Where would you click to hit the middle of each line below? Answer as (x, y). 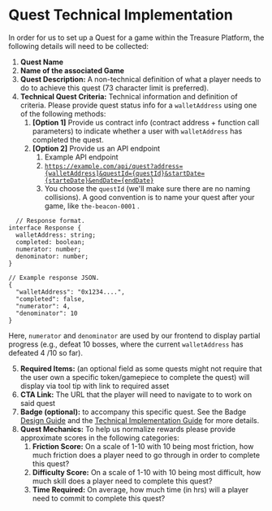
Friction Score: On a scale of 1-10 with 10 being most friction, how (143, 446)
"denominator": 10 (47, 313)
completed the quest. (68, 139)
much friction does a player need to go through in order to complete (146, 455)
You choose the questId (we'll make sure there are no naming (147, 188)
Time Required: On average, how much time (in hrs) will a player (140, 489)
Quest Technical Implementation (121, 15)
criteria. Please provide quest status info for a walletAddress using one (138, 105)
